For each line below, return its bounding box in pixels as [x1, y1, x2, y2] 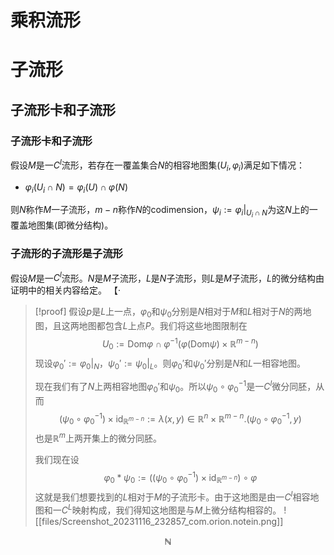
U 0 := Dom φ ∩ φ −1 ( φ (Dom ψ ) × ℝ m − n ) [101, 336, 259, 352]
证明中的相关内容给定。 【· [10, 284, 121, 296]
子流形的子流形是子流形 [10, 247, 123, 261]
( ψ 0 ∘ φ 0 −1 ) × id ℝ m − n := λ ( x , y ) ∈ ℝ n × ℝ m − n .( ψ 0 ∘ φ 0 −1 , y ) [58, 411, 302, 427]
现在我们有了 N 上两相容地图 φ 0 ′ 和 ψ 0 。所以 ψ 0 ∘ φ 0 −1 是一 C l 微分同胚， [34, 379, 317, 395]
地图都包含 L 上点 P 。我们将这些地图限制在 [78, 320, 248, 332]
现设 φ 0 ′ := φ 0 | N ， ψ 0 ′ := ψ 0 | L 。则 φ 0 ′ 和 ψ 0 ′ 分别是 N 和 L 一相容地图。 [34, 357, 306, 371]
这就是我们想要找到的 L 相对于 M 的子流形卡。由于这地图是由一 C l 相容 [34, 489, 311, 503]
